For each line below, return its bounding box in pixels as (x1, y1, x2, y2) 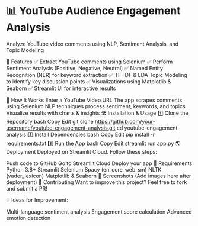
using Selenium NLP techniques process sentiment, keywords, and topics (6, 102, 186, 109)
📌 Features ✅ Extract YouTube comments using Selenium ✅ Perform (6, 58, 173, 65)
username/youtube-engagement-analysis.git (6, 124, 116, 131)
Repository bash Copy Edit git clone (6, 118, 94, 125)
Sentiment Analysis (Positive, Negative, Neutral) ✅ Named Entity (6, 64, 164, 72)
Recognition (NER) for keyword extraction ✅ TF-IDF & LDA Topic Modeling (6, 71, 188, 78)
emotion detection (6, 214, 51, 221)
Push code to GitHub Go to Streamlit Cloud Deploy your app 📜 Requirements (6, 160, 193, 167)
